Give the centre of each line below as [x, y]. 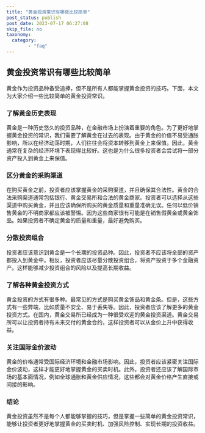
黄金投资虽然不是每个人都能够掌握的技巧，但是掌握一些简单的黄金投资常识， [103, 417]
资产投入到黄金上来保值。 [38, 158]
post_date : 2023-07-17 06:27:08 [47, 23]
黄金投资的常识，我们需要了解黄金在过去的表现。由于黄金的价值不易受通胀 [105, 135]
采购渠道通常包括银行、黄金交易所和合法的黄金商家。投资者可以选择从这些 [105, 198]
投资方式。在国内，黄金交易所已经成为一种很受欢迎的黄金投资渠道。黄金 [97, 315]
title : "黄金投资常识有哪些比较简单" [48, 12]
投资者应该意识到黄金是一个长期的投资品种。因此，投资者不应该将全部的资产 [103, 252]
